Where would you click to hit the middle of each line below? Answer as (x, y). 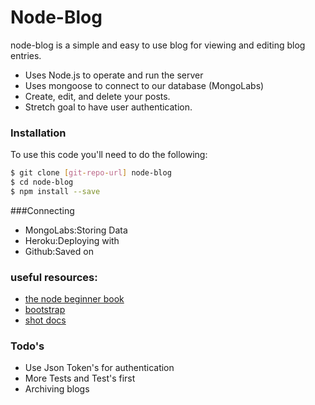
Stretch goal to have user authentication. (108, 107)
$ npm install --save (55, 191)
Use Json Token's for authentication (99, 368)
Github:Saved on (59, 251)
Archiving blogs (57, 389)
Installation (38, 133)
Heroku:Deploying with (72, 240)
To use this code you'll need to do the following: (109, 155)
